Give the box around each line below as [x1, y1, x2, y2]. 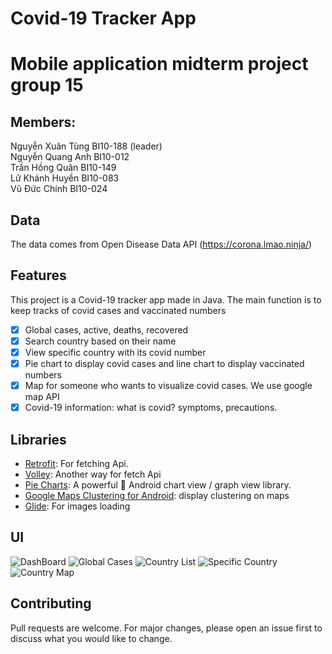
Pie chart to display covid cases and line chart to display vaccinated [24, 358, 305, 369]
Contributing [10, 595, 92, 612]
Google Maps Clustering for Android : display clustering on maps [24, 490, 290, 501]
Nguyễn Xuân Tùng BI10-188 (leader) [10, 140, 163, 152]
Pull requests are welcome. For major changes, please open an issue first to [10, 622, 323, 634]
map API [24, 391, 60, 403]
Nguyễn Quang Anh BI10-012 [10, 151, 130, 163]
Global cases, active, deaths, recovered [24, 323, 189, 336]
